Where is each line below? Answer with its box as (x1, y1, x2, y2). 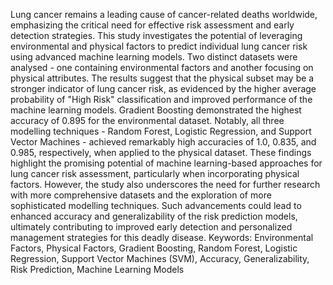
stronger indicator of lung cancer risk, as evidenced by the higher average (10, 83, 317, 94)
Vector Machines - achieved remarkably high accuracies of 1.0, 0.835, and (10, 136, 317, 148)
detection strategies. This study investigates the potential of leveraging (10, 30, 303, 41)
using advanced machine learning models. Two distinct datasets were (10, 51, 298, 63)
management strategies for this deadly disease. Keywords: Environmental (10, 232, 314, 243)
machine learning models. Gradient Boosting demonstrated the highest (10, 104, 302, 116)
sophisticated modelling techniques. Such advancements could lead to (10, 200, 302, 211)
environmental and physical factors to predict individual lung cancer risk (10, 40, 308, 52)
